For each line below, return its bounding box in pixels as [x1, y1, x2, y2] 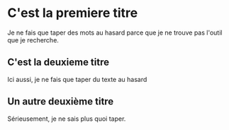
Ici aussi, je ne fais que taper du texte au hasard [7, 75, 147, 83]
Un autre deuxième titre [7, 95, 114, 107]
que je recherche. [7, 35, 59, 44]
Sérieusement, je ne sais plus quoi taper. [7, 114, 126, 123]
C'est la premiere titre [7, 5, 138, 21]
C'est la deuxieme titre [7, 57, 110, 69]
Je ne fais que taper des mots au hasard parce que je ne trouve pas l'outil [7, 28, 223, 37]
